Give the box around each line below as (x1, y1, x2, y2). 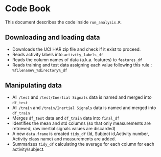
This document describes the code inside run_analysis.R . (5, 19, 122, 25)
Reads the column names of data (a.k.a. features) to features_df (12, 57, 142, 63)
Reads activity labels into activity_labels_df (12, 51, 104, 57)
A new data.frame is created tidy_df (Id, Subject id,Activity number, (12, 131, 149, 136)
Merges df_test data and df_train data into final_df (12, 115, 120, 121)
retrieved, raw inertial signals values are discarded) (12, 125, 116, 131)
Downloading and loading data (5, 33, 100, 42)
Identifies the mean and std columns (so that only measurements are (12, 120, 151, 126)
